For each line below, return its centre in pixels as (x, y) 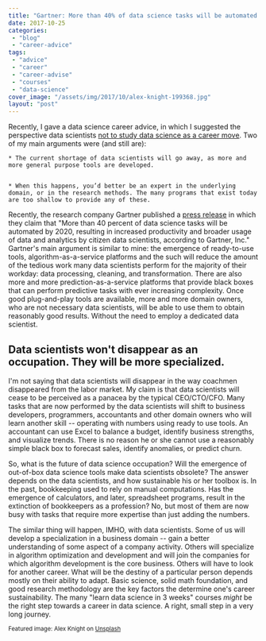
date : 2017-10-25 (37, 23)
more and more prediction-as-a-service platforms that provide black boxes (131, 282)
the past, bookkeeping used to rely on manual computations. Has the (121, 488)
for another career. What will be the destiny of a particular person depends (131, 572)
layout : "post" (33, 104)
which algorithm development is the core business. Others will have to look (131, 563)
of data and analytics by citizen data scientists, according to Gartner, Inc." (129, 240)
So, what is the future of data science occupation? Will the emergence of (128, 463)
